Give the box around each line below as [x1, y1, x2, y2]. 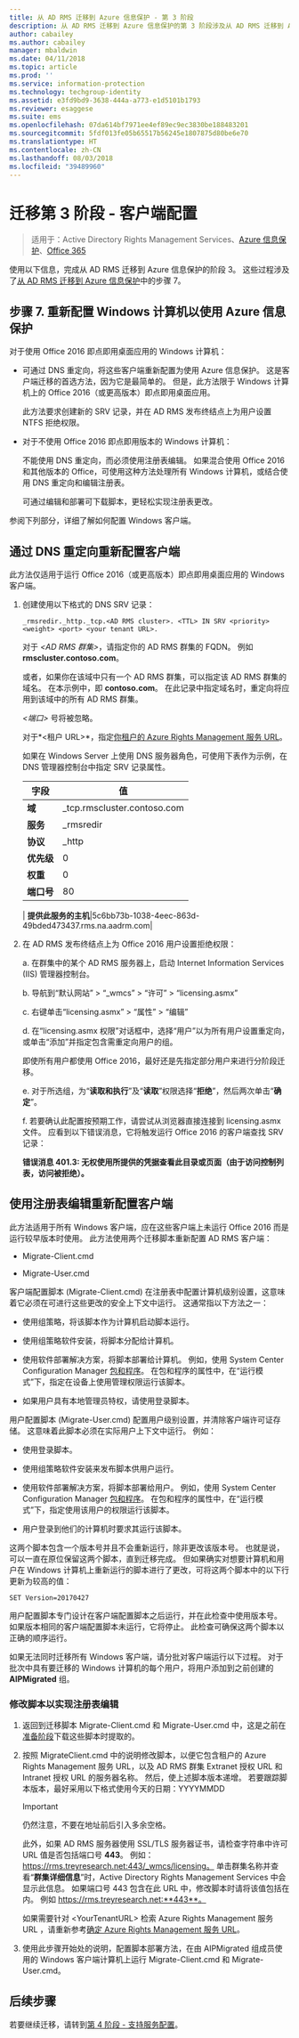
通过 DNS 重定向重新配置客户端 [9, 544, 181, 559]
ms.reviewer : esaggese [9, 104, 93, 113]
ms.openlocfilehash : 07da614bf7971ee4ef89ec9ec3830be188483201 [9, 121, 249, 130]
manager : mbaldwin [9, 46, 77, 55]
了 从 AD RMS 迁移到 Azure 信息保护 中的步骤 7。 [9, 275, 186, 286]
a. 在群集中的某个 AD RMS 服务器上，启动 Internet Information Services [21, 957, 285, 968]
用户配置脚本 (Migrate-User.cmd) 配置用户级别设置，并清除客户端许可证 [9, 1414, 274, 1425]
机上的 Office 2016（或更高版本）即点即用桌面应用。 [21, 387, 215, 398]
